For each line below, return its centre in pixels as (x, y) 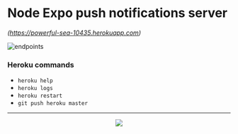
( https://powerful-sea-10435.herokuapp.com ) (74, 33)
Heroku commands (41, 65)
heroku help (35, 81)
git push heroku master (53, 104)
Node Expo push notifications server (118, 13)
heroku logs (35, 89)
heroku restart (40, 96)
